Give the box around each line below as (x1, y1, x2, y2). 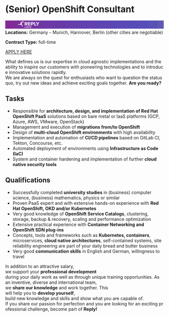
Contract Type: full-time (5, 39, 56, 45)
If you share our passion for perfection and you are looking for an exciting (5, 300, 158, 306)
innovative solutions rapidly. (9, 69, 67, 75)
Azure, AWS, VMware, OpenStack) (12, 118, 84, 124)
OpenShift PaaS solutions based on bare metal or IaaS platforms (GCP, (12, 113, 160, 119)
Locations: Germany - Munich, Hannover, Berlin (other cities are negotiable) (5, 29, 163, 36)
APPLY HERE (5, 49, 32, 55)
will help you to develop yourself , (5, 290, 75, 296)
